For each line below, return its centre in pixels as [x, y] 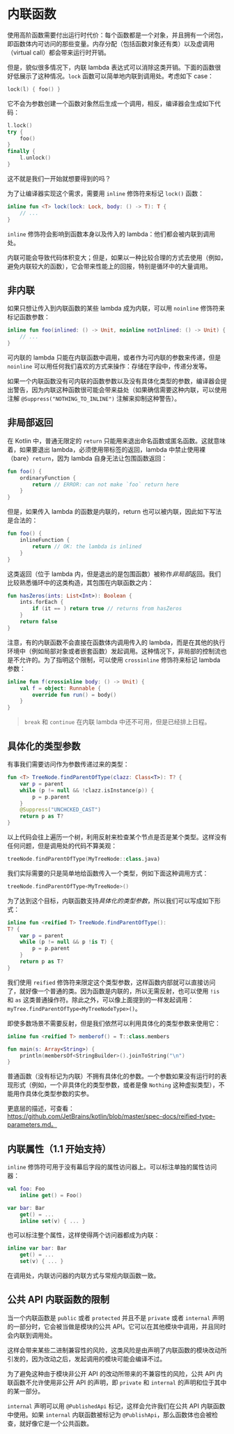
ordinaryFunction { [48, 478]
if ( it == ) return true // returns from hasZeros [107, 609]
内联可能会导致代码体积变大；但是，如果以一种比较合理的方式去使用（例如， [117, 257]
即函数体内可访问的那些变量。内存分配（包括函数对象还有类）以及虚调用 [111, 43]
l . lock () [20, 125]
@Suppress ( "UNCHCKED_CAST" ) [60, 810]
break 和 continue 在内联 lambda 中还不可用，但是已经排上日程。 [117, 722]
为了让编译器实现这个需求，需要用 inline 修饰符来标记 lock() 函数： [106, 193]
